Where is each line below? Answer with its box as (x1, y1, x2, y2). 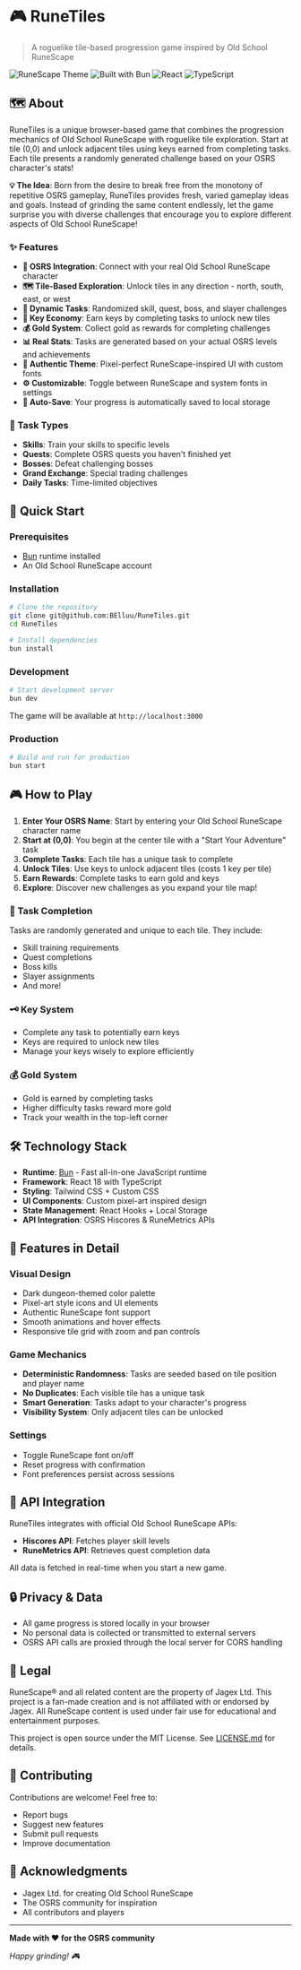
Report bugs (21, 1809, 69, 1819)
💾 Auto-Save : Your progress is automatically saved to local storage (21, 397, 271, 408)
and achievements (21, 350, 91, 360)
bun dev (9, 694, 39, 703)
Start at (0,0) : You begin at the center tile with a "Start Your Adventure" (21, 834, 287, 845)
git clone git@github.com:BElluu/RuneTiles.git (9, 611, 191, 620)
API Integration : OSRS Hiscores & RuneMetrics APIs (21, 1214, 215, 1225)
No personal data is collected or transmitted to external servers (21, 1628, 256, 1638)
